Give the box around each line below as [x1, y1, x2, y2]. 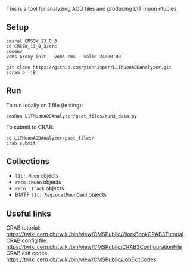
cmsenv [6, 48, 23, 54]
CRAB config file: [6, 237, 48, 244]
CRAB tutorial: [6, 224, 41, 231]
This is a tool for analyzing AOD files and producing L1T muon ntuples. [6, 5, 179, 12]
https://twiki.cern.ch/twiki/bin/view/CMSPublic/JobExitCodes [6, 256, 157, 263]
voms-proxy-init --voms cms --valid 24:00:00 [6, 54, 121, 60]
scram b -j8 [6, 69, 36, 75]
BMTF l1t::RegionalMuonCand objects [14, 191, 107, 199]
